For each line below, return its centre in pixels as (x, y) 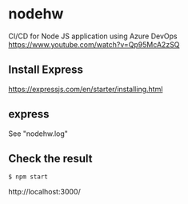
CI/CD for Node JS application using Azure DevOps (93, 36)
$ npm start (28, 177)
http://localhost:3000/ (45, 192)
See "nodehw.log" (38, 134)
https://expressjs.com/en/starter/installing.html (86, 89)
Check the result (50, 158)
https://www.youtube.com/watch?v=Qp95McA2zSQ (94, 44)
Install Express (46, 70)
